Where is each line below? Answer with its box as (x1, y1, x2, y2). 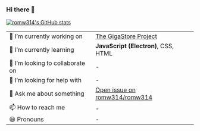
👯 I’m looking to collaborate (9, 59, 85, 67)
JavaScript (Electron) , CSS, (95, 42, 174, 50)
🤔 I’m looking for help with (9, 76, 82, 85)
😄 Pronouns (9, 116, 44, 124)
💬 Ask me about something (9, 89, 85, 98)
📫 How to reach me (9, 104, 65, 112)
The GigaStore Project (95, 32, 158, 40)
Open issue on (95, 86, 136, 94)
